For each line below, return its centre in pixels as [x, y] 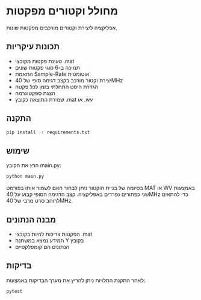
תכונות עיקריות [33, 47]
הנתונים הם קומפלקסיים [42, 246]
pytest [14, 291]
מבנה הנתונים [31, 220]
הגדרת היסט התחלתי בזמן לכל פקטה [56, 87]
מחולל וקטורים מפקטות [62, 11]
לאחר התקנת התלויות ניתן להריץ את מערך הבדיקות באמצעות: [76, 280]
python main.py [25, 176]
